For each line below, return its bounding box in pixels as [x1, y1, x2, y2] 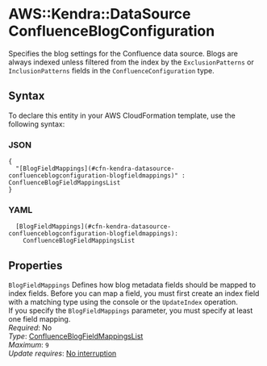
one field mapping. [8, 314, 71, 324]
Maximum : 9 [8, 340, 50, 350]
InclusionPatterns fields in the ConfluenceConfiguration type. [8, 65, 215, 75]
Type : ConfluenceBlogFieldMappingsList [8, 331, 144, 341]
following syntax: [8, 119, 65, 129]
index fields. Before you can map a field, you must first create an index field [8, 289, 260, 298]
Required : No [8, 323, 52, 333]
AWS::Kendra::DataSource [8, 5, 191, 23]
